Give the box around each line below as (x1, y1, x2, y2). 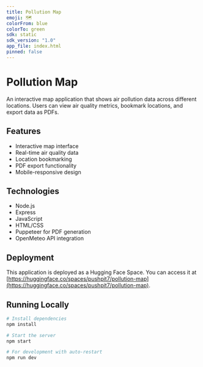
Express (15, 209, 36, 216)
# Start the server (6, 332, 56, 338)
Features (6, 126, 41, 136)
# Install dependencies (6, 316, 67, 322)
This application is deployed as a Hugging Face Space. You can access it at (6, 269, 197, 276)
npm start (6, 338, 32, 344)
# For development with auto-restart (6, 349, 103, 355)
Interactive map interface (15, 142, 79, 150)
